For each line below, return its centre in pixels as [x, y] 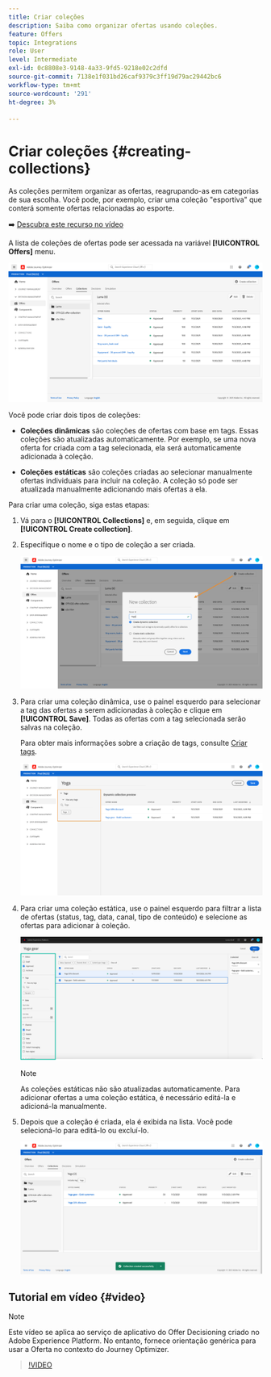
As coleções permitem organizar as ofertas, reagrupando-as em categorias [134, 191]
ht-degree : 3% [32, 102]
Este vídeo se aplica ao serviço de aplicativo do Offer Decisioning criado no [134, 1333]
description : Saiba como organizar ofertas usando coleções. [113, 25]
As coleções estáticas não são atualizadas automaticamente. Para [130, 1089]
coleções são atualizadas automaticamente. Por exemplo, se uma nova [138, 439]
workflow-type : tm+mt [45, 85]
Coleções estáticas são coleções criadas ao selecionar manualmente [136, 472]
